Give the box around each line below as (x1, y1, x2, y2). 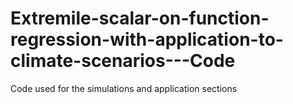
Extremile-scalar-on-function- (10, 7, 270, 30)
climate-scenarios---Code (10, 50, 236, 72)
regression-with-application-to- (10, 28, 284, 51)
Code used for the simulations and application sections (10, 82, 238, 94)
